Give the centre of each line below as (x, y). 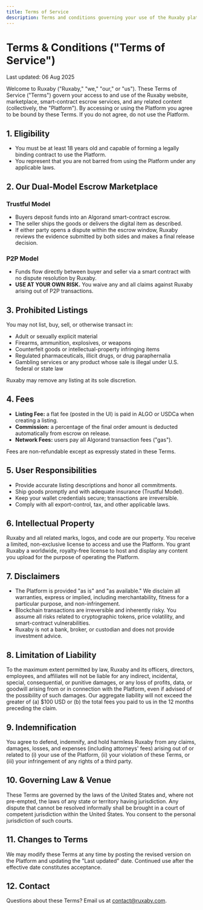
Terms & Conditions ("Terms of (86, 48)
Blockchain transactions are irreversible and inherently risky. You (95, 610)
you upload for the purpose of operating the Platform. (73, 557)
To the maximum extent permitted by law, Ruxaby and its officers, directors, (100, 669)
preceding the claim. (32, 708)
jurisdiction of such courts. (40, 820)
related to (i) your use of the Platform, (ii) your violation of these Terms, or (98, 754)
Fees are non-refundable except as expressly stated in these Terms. (91, 451)
